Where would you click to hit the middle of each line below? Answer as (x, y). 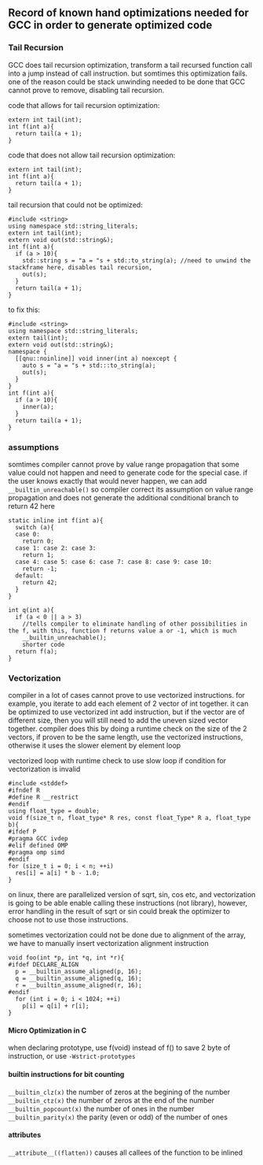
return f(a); (37, 651)
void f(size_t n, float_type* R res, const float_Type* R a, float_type (130, 818)
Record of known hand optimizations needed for (129, 13)
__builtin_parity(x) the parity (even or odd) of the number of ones (118, 1117)
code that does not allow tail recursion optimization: (92, 155)
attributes (25, 1135)
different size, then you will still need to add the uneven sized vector (119, 721)
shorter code (44, 644)
